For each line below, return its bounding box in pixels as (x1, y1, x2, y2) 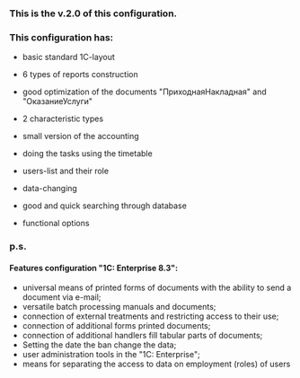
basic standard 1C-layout (22, 52, 115, 63)
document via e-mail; (22, 292, 101, 303)
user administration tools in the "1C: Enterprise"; (22, 349, 200, 360)
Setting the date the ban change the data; (22, 339, 177, 350)
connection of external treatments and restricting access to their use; (22, 311, 279, 321)
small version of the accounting (22, 131, 139, 142)
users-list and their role (22, 165, 110, 177)
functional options (22, 218, 90, 229)
